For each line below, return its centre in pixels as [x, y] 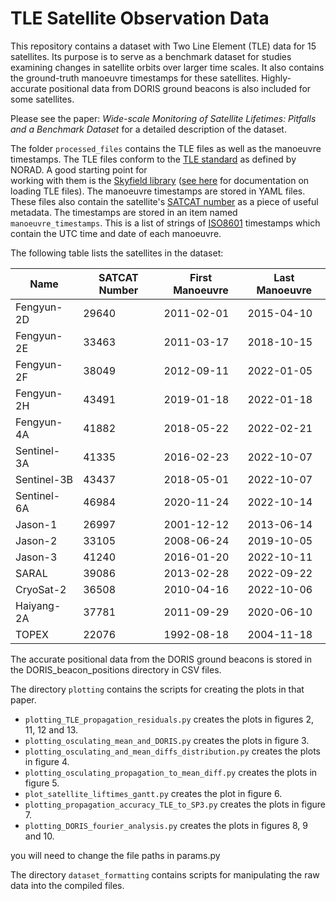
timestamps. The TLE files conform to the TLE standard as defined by [153, 159]
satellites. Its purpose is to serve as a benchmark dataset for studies [151, 56]
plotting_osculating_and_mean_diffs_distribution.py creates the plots [172, 751]
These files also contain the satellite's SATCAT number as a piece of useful [164, 201]
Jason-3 [36, 557]
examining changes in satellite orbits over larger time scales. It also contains [167, 67]
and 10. [39, 836]
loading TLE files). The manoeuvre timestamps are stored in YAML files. [158, 191]
